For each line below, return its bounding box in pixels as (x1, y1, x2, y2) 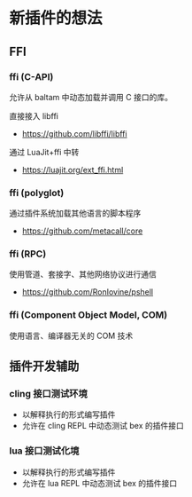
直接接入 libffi (9, 110, 59, 121)
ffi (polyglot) (9, 186, 65, 199)
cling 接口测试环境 (9, 388, 88, 400)
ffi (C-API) (9, 70, 54, 83)
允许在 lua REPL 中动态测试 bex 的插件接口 (21, 477, 178, 488)
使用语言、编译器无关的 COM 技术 (9, 330, 134, 341)
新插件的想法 (9, 8, 104, 28)
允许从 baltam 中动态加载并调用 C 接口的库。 (9, 91, 173, 102)
